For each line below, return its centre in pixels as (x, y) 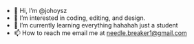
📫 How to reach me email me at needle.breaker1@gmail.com (100, 33)
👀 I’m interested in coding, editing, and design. (79, 18)
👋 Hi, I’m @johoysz (40, 11)
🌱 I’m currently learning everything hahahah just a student (96, 25)
